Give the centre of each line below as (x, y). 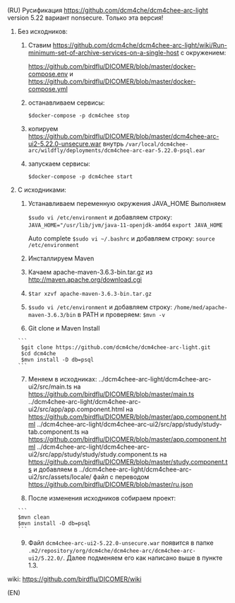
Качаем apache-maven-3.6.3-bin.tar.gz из (90, 272)
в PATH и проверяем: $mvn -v (121, 315)
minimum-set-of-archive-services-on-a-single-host (103, 53)
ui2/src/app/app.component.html (76, 409)
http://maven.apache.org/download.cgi (85, 280)
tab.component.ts (54, 432)
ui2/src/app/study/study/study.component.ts (93, 454)
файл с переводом (121, 477)
